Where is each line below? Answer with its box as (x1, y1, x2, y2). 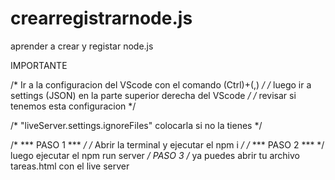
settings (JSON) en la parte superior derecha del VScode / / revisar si (10, 89, 297, 101)
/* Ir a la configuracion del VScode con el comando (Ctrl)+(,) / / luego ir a (10, 78, 312, 91)
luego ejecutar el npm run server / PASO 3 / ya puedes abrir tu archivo (10, 149, 300, 161)
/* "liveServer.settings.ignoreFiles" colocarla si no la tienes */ (10, 119, 263, 131)
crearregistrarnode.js (10, 7, 193, 30)
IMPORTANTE (10, 59, 68, 71)
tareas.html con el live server (10, 160, 130, 172)
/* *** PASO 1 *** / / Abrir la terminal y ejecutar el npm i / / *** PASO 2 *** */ (10, 138, 325, 151)
